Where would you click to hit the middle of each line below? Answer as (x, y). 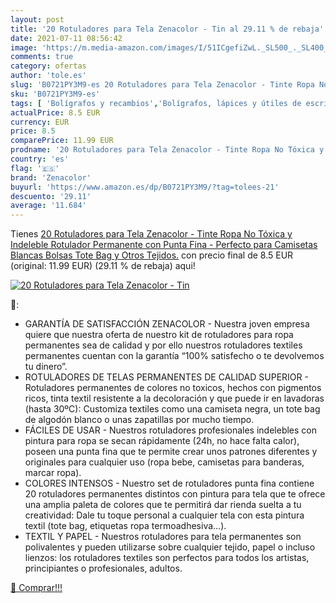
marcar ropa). (53, 473)
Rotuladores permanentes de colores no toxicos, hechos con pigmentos (173, 388)
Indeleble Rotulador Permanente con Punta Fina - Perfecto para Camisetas (164, 245)
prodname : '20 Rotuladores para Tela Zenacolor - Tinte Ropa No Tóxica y (167, 150)
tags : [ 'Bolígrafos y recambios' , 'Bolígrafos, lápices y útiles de (156, 103)
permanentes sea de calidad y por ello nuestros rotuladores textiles (163, 345)
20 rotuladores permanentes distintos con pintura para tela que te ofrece (175, 494)
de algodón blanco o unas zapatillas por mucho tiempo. (139, 420)
